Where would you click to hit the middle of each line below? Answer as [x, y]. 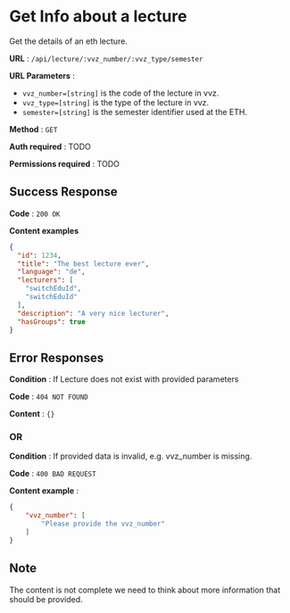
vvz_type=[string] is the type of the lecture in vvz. [116, 102]
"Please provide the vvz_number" [104, 524]
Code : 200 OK [35, 213]
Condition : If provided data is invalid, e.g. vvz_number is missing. [131, 456]
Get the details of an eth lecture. [68, 41]
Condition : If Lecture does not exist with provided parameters [124, 379]
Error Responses [57, 357]
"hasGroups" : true [52, 322]
